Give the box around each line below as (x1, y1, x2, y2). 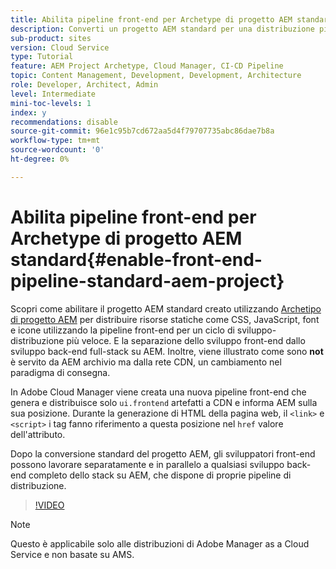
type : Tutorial (10, 52, 74, 62)
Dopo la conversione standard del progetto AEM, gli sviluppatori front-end (10, 447, 316, 460)
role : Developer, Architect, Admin (10, 80, 159, 90)
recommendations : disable (10, 117, 118, 127)
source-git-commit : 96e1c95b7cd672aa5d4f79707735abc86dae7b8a (10, 126, 275, 136)
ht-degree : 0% (10, 154, 70, 164)
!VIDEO (34, 499, 65, 511)
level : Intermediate (10, 89, 97, 99)
